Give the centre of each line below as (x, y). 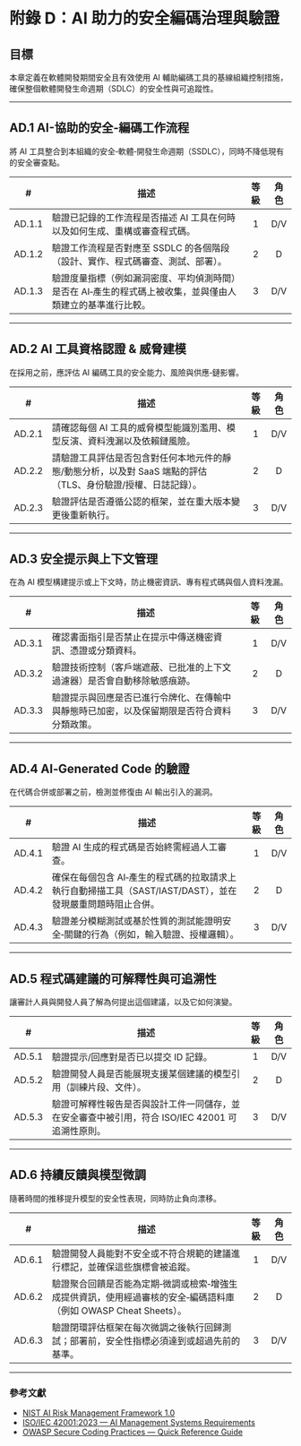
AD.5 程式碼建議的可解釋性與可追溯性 (113, 979)
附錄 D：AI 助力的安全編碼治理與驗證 (145, 18)
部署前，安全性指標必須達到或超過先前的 (155, 1340)
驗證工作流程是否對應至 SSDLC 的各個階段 (141, 247)
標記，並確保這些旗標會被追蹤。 (128, 1267)
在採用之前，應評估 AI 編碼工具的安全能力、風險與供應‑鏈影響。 (127, 372)
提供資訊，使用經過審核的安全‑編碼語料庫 (147, 1297)
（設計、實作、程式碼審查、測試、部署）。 (139, 261)
